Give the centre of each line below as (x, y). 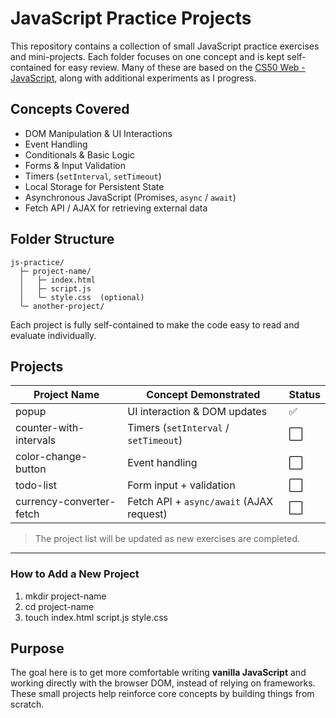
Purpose (37, 648)
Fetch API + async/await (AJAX (200, 502)
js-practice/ (37, 262)
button (31, 469)
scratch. (27, 704)
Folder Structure (62, 239)
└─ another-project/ (62, 306)
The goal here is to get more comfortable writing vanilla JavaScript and (158, 673)
